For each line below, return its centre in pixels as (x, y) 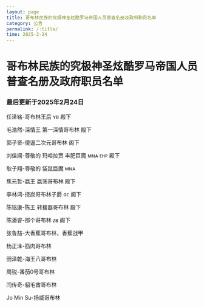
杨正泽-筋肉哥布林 (29, 246)
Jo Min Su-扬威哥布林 (33, 297)
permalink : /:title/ (32, 29)
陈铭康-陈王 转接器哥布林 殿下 (44, 207)
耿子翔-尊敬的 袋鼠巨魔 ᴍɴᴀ (41, 168)
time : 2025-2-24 (27, 35)
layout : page (23, 12)
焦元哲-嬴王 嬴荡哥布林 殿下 (41, 181)
